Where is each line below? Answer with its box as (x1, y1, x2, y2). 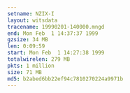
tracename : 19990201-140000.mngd (7, 23, 105, 30)
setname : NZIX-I (7, 10, 55, 17)
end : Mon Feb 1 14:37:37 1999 (7, 29, 99, 37)
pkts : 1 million (7, 62, 55, 69)
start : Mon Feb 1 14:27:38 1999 (7, 50, 105, 57)
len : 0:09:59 (7, 43, 45, 50)
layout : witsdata (7, 17, 58, 24)
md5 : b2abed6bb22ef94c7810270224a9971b (7, 75, 124, 83)
